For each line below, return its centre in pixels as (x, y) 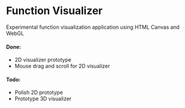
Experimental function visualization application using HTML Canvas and (93, 27)
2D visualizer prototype (43, 60)
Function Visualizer (54, 11)
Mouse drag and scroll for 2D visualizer (62, 66)
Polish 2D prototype (39, 93)
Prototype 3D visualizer (43, 99)
